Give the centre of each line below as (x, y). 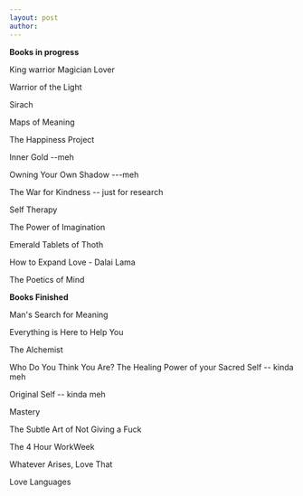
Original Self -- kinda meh (57, 394)
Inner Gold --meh (42, 157)
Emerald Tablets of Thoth (57, 244)
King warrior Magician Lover (62, 70)
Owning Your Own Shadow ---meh (74, 174)
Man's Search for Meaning (59, 314)
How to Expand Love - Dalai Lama (72, 262)
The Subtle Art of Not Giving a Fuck (76, 429)
